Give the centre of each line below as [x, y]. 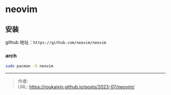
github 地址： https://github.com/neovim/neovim [56, 42]
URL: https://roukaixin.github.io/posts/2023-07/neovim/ [76, 87]
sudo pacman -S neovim [29, 66]
